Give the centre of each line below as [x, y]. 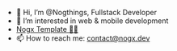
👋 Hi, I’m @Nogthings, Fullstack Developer [86, 12]
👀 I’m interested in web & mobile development [92, 21]
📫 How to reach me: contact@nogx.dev [83, 38]
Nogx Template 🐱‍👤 [47, 29]
